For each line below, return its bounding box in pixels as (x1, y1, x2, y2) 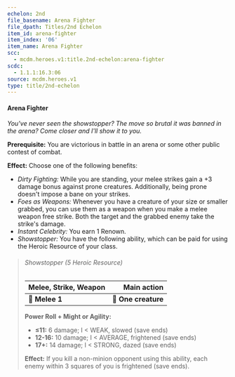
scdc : (7, 62, 23, 70)
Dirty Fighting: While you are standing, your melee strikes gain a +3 (17, 175, 213, 183)
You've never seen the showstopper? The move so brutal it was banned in (7, 119, 222, 128)
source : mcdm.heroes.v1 (7, 75, 77, 83)
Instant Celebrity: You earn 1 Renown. (17, 227, 126, 236)
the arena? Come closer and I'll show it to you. (7, 127, 142, 135)
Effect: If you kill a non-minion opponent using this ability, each (24, 354, 208, 362)
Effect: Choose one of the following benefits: (7, 161, 138, 170)
